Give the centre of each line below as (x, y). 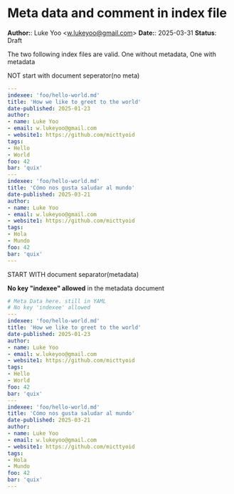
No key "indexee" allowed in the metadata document (86, 288)
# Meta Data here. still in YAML (57, 301)
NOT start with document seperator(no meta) (74, 75)
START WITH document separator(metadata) (73, 274)
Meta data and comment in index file (117, 13)
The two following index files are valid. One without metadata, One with (112, 54)
